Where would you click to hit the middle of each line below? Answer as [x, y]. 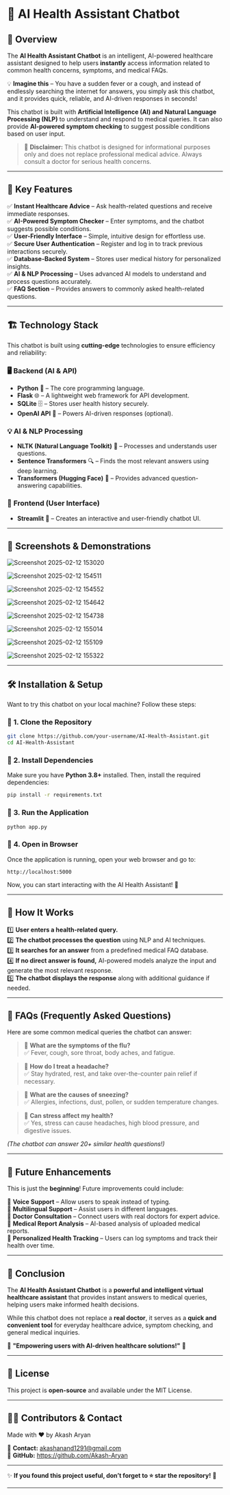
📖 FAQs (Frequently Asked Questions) [89, 1016]
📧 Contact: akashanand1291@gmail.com [64, 1448]
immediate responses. [38, 214]
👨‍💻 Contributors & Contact [65, 1418]
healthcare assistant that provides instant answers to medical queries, [107, 1298]
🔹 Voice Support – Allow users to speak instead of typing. [89, 1202]
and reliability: [27, 352]
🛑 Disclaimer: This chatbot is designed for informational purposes [117, 147]
